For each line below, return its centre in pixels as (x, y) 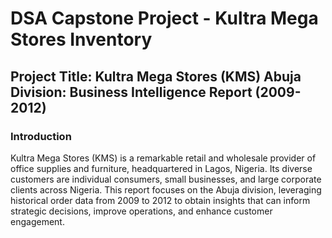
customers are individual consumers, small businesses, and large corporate (166, 179)
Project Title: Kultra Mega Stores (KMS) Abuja (156, 76)
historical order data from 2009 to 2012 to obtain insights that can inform (160, 200)
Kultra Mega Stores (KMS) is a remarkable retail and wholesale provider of (163, 158)
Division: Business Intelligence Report (131, 92)
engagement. (37, 221)
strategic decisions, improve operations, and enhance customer (141, 211)
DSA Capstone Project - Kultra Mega (164, 18)
